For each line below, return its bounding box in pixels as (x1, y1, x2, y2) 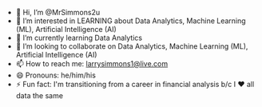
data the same (15, 91, 64, 100)
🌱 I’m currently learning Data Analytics (15, 33, 142, 42)
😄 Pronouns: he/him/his (15, 70, 96, 80)
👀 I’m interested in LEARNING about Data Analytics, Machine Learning (15, 16, 246, 26)
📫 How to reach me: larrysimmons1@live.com (15, 59, 169, 68)
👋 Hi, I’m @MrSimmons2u (15, 8, 101, 17)
